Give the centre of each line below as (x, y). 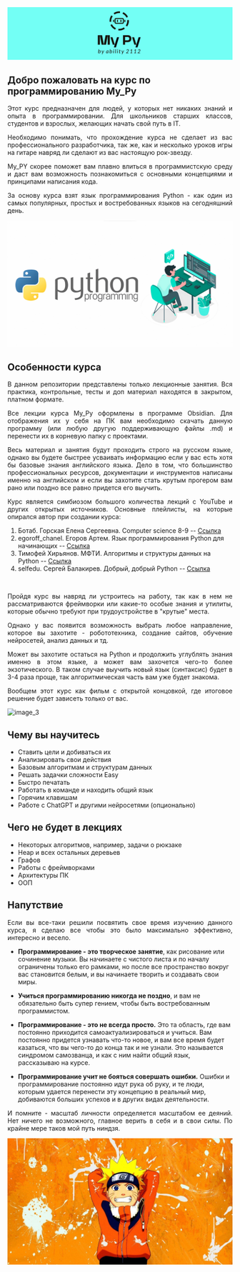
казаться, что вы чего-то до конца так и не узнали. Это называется (120, 1047)
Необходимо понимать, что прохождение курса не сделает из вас (120, 137)
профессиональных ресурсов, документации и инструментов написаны (120, 473)
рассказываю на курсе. (54, 1062)
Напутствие (35, 905)
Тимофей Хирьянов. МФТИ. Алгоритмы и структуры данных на (114, 554)
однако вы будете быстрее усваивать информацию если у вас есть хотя (120, 458)
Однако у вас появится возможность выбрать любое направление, (120, 626)
